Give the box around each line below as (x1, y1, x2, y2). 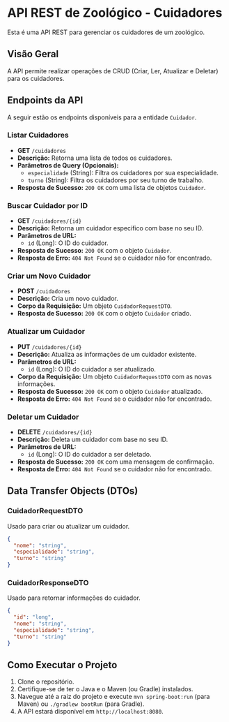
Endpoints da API (7, 94, 84, 106)
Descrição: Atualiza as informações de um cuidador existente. (17, 350, 197, 358)
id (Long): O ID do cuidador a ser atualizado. (27, 364, 157, 373)
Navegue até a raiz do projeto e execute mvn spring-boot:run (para (17, 693, 210, 701)
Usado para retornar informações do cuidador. (7, 594, 141, 602)
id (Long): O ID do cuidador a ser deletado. (27, 450, 152, 459)
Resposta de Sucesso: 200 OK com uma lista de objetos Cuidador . (17, 183, 206, 191)
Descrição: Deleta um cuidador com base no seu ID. (17, 435, 168, 444)
